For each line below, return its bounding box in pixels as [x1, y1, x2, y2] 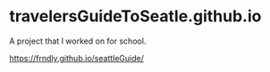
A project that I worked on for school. [9, 36, 147, 46]
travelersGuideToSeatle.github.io [9, 6, 262, 27]
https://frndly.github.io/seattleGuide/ [9, 52, 145, 63]
